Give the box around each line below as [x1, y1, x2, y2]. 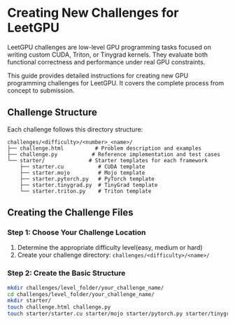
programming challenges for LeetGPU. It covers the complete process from [7, 78, 225, 87]
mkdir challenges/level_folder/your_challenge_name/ [7, 284, 164, 291]
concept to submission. [7, 86, 75, 94]
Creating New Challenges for [7, 5, 179, 21]
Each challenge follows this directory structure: [7, 125, 143, 134]
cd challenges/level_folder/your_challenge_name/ [7, 290, 155, 298]
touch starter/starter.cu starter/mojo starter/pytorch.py [7, 310, 183, 318]
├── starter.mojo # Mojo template [20, 169, 145, 176]
